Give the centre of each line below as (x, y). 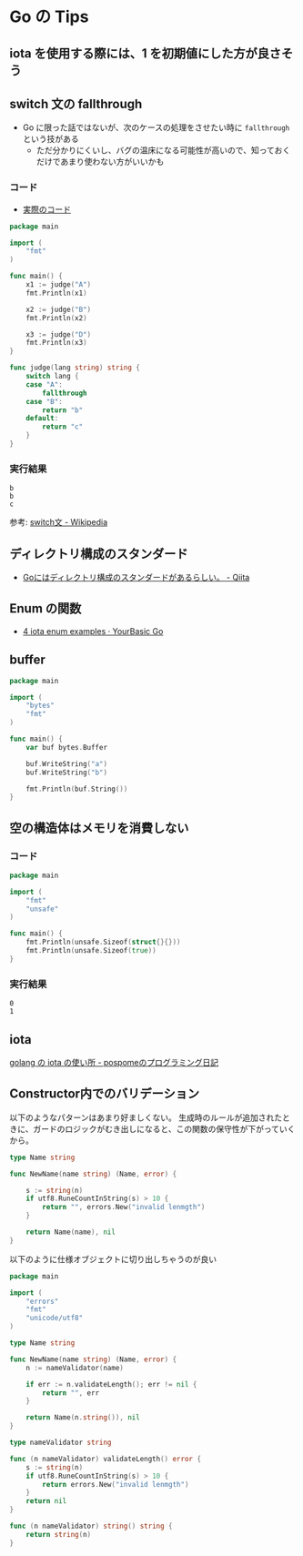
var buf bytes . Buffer (66, 747)
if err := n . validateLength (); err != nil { (111, 1384)
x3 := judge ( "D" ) (59, 334)
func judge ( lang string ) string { (75, 368)
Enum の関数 (45, 609)
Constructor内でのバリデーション (105, 1094)
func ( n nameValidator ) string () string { (91, 1526)
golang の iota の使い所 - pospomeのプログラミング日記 (114, 1062)
